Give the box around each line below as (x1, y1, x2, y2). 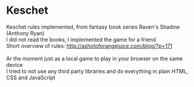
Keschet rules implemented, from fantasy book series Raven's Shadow (6, 23, 180, 30)
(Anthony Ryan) (6, 29, 45, 36)
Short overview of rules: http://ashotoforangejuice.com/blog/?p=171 (6, 42, 173, 49)
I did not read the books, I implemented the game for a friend (6, 36, 156, 43)
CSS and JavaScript (6, 74, 56, 81)
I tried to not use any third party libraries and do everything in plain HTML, (6, 67, 189, 74)
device (6, 61, 23, 69)
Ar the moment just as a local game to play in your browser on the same (6, 55, 183, 62)
